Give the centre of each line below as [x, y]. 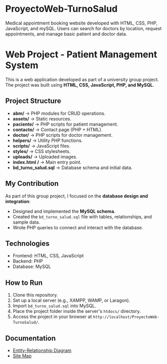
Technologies [28, 243]
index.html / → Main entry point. [47, 162]
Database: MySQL [32, 266]
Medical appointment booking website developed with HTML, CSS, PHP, [81, 23]
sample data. [26, 222]
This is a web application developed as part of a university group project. [82, 79]
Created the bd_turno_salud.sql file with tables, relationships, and [82, 216]
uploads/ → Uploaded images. [45, 157]
